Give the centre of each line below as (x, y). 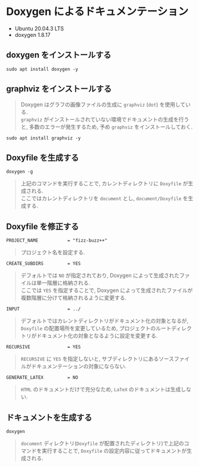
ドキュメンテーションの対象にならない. (79, 366)
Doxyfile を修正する (42, 226)
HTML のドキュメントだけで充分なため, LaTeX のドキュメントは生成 (101, 390)
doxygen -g (20, 172)
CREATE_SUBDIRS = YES (44, 264)
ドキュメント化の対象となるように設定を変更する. (97, 336)
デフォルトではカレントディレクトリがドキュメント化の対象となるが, (105, 321)
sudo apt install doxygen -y (42, 69)
